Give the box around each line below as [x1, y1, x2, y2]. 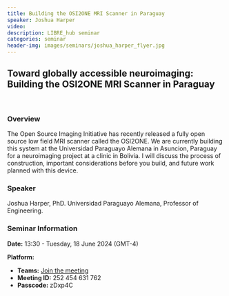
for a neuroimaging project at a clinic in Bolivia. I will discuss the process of [7, 152, 221, 160]
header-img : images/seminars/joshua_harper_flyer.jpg [7, 42, 166, 49]
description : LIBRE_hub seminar [7, 29, 100, 37]
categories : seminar [7, 36, 67, 43]
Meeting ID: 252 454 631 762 [17, 273, 101, 282]
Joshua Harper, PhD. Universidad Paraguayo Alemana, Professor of [7, 199, 199, 208]
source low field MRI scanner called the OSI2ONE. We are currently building [7, 137, 223, 146]
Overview [7, 114, 41, 124]
